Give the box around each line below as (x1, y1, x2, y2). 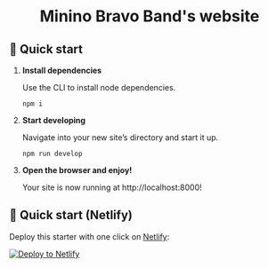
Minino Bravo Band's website (39, 6, 260, 27)
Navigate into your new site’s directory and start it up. (21, 132, 219, 143)
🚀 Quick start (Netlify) (9, 208, 134, 223)
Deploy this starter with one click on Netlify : (9, 231, 170, 241)
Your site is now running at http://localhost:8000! (21, 182, 202, 193)
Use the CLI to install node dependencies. (21, 83, 176, 92)
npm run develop (21, 149, 83, 158)
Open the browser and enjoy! (21, 165, 133, 175)
